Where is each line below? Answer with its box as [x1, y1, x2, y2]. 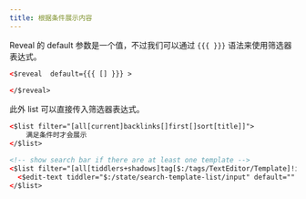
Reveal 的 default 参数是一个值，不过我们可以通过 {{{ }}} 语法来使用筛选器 [9, 39, 292, 50]
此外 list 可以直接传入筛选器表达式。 [9, 104, 145, 115]
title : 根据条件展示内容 [9, 13, 93, 23]
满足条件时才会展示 [25, 131, 87, 140]
